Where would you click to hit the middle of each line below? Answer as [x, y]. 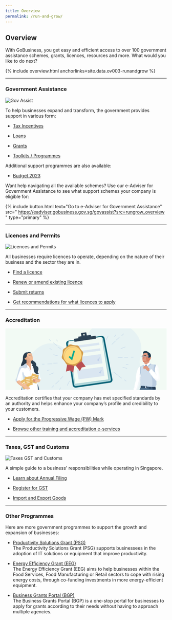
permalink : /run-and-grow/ [34, 16]
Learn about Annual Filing [40, 478]
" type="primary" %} [27, 217]
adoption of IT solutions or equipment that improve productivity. [80, 554]
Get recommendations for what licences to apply [64, 302]
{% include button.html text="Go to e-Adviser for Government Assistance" [84, 206]
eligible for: [17, 196]
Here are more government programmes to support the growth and [76, 527]
